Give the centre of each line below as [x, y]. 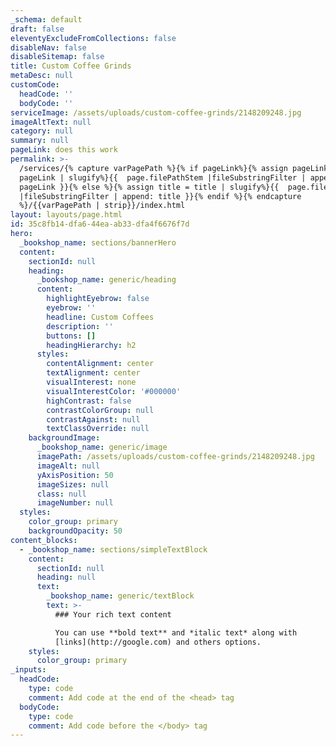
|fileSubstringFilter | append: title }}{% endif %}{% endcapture [160, 196]
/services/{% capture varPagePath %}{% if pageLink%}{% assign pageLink [174, 168]
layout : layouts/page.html [66, 215]
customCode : [35, 85]
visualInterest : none [91, 382]
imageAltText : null [51, 122]
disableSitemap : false [57, 57]
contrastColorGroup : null [100, 410]
